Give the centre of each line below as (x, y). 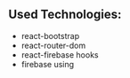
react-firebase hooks (60, 55)
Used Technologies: (65, 15)
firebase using (48, 64)
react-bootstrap (50, 35)
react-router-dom (53, 45)
